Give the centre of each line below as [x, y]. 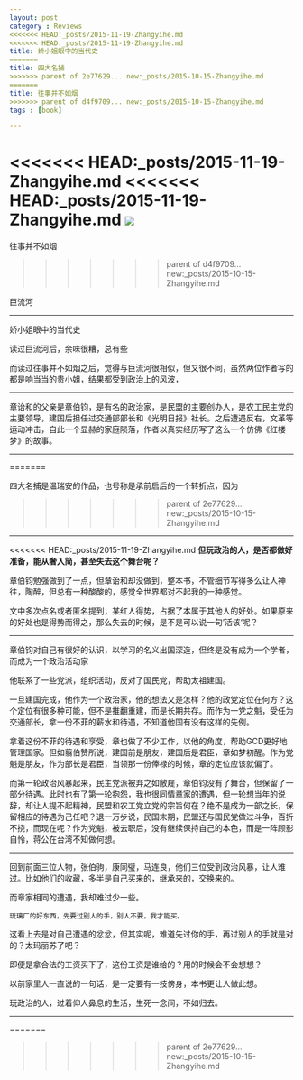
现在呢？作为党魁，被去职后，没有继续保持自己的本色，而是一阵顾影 [167, 828]
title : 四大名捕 [37, 69]
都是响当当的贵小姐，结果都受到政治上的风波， [96, 379]
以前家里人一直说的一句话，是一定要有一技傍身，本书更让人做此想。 [136, 983]
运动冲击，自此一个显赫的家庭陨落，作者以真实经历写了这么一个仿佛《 [140, 429]
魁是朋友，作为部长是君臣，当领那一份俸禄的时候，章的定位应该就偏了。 [143, 764]
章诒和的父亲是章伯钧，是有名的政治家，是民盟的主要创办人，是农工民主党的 [151, 407]
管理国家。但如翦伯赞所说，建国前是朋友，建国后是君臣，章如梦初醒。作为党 [151, 752]
